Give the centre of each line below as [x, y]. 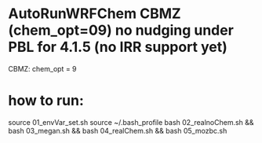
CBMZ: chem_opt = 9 [42, 68]
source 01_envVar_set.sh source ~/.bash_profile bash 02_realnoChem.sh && [131, 122]
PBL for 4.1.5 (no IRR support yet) [118, 47]
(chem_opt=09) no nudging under [121, 30]
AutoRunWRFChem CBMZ [95, 14]
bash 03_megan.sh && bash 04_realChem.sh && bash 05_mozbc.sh [118, 130]
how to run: [46, 101]
